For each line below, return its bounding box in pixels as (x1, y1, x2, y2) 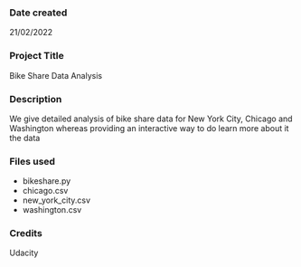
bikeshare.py (22, 176, 71, 186)
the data (9, 132, 41, 143)
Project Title (9, 50, 65, 62)
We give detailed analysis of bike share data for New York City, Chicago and (9, 113, 293, 124)
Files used (9, 155, 56, 167)
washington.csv (22, 205, 82, 215)
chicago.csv (22, 186, 69, 196)
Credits (9, 227, 42, 240)
